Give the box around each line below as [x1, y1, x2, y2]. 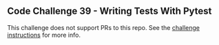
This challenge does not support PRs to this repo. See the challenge [7, 23, 200, 31]
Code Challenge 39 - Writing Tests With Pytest [7, 5, 212, 17]
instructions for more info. [7, 31, 81, 39]
